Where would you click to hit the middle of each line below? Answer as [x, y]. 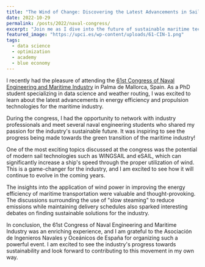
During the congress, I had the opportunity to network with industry [91, 118]
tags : [13, 40]
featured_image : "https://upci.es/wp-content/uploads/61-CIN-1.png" [95, 35]
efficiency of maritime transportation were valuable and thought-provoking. [101, 193]
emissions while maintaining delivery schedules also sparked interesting [97, 206]
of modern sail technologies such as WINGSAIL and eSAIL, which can [94, 155]
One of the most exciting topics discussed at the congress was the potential [102, 149]
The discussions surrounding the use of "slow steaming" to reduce [91, 200]
